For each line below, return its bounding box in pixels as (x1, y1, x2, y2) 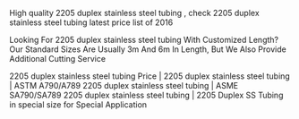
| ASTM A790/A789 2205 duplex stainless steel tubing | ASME (9, 81, 239, 90)
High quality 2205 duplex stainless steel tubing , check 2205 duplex (9, 8, 260, 18)
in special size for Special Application (9, 99, 148, 110)
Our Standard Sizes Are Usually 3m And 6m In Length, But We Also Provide (9, 44, 286, 55)
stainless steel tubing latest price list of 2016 (9, 17, 174, 28)
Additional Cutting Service (9, 54, 106, 64)
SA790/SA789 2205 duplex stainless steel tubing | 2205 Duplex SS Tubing (9, 89, 284, 100)
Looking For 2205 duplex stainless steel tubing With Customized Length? (9, 35, 279, 45)
